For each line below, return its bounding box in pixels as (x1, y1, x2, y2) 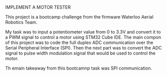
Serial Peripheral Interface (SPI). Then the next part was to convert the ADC (5, 45, 162, 50)
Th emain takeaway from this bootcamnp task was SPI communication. (5, 65, 152, 71)
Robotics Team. (5, 19, 38, 25)
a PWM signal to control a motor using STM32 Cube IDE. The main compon (5, 34, 161, 40)
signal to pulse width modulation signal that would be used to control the (5, 50, 156, 56)
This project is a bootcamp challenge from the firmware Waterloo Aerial (5, 14, 153, 19)
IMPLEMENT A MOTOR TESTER (5, 4, 71, 10)
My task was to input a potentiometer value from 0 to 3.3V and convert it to (5, 29, 161, 34)
